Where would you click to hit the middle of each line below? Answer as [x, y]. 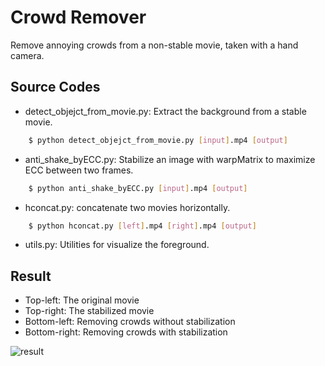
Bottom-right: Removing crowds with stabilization [126, 332]
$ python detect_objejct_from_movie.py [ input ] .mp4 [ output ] [158, 140]
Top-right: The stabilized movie [89, 311]
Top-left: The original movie [82, 300]
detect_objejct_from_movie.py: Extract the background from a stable [165, 111]
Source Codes [55, 87]
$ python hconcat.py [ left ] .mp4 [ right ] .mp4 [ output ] [142, 226]
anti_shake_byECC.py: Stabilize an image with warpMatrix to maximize [170, 159]
